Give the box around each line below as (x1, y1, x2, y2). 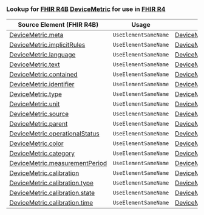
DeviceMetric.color (9, 139, 64, 148)
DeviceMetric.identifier (9, 80, 75, 89)
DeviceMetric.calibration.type (9, 179, 94, 187)
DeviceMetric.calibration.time (9, 199, 93, 207)
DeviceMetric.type (9, 90, 63, 98)
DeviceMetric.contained (9, 70, 78, 79)
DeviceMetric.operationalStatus (9, 129, 100, 138)
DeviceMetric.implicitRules (9, 41, 86, 49)
